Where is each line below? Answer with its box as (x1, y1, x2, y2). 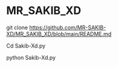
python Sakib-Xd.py (6, 54, 56, 61)
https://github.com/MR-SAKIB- (29, 24, 107, 31)
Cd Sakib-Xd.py (6, 42, 46, 49)
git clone (6, 24, 28, 31)
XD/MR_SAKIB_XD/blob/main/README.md (6, 30, 112, 37)
